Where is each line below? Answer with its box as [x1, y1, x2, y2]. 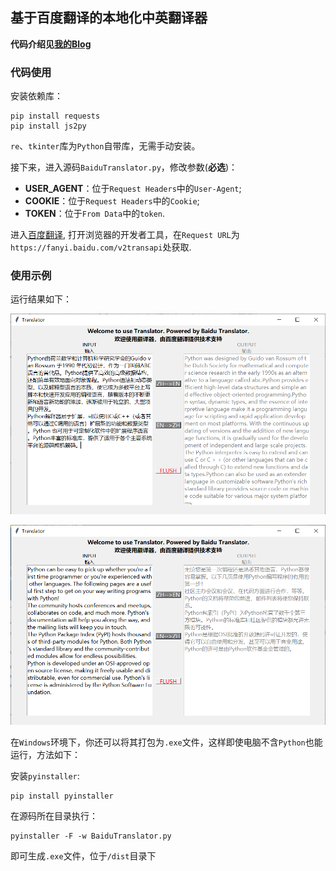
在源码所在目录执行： [10, 810, 98, 822]
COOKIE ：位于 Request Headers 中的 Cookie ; [24, 195, 200, 207]
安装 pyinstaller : [10, 770, 80, 782]
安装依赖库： [10, 90, 63, 102]
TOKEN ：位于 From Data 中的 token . [24, 208, 166, 220]
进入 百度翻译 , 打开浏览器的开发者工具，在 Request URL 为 [10, 229, 240, 241]
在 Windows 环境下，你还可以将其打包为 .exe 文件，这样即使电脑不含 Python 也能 [10, 736, 323, 748]
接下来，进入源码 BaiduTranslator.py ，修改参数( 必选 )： [10, 161, 238, 173]
